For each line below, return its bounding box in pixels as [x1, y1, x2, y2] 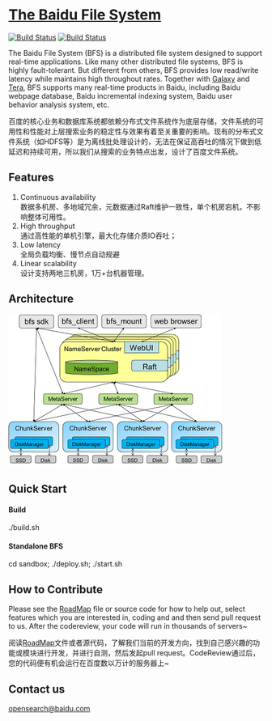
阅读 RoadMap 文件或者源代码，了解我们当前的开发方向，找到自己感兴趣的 [8, 638, 253, 648]
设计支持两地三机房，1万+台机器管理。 [19, 268, 149, 278]
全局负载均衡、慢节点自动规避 [19, 249, 120, 259]
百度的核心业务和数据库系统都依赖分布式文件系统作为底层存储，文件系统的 [8, 116, 257, 126]
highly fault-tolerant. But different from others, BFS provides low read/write [8, 65, 259, 74]
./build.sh [8, 523, 40, 532]
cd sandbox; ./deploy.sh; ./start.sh [8, 559, 123, 569]
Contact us [8, 682, 66, 696]
